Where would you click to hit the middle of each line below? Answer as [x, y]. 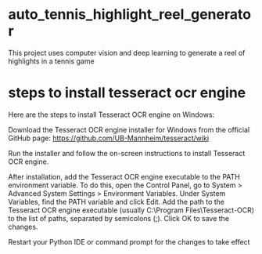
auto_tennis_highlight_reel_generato [130, 15]
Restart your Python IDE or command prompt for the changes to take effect [129, 241]
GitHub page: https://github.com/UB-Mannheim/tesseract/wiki [109, 138]
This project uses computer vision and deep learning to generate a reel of [127, 53]
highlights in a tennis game [52, 61]
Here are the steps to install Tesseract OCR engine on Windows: [111, 114]
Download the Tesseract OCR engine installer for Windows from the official [129, 129]
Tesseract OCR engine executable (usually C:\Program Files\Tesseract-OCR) [131, 210]
